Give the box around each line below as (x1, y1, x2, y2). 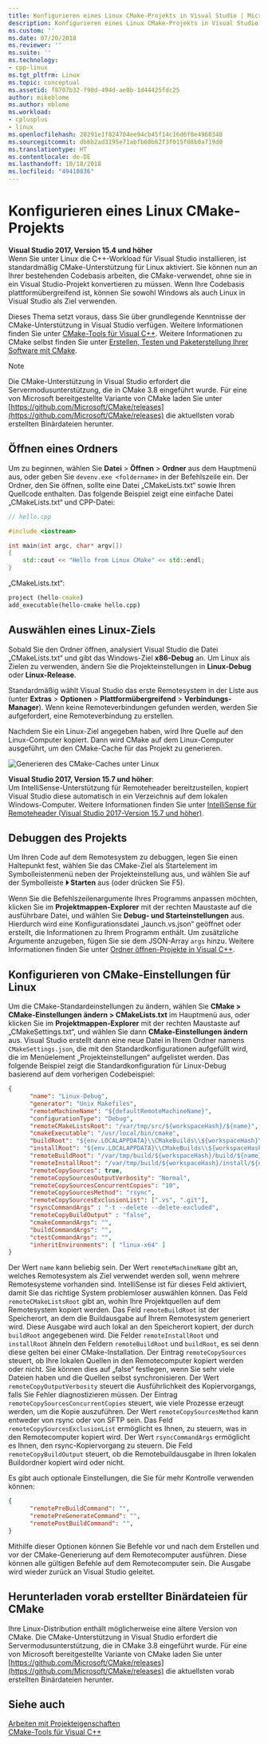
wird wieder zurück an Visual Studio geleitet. (8, 1567, 156, 1576)
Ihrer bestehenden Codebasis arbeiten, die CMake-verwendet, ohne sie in (8, 271, 252, 280)
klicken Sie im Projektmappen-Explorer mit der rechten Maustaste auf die (8, 902, 253, 912)
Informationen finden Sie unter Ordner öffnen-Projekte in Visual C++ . (8, 945, 235, 954)
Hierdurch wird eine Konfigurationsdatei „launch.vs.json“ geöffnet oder (8, 919, 242, 929)
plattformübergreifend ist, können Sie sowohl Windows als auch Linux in (8, 287, 246, 297)
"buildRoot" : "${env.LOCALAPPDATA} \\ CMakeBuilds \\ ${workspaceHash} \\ (29, 1137, 266, 1145)
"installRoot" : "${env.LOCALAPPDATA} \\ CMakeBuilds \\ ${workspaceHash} (29, 1144, 266, 1152)
